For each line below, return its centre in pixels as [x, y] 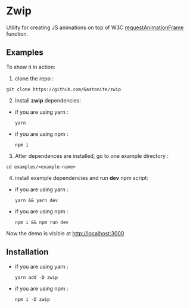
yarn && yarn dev [36, 200]
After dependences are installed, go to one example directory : [91, 155]
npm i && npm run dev [41, 222]
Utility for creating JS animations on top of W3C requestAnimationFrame [95, 27]
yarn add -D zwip [36, 277]
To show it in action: [31, 67]
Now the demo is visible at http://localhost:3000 [65, 233]
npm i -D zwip [32, 299]
